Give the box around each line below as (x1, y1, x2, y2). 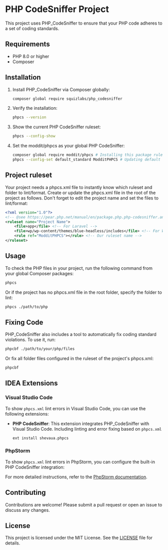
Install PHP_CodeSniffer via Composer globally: (12, 86, 110, 92)
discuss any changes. (5, 507, 50, 513)
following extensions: (5, 411, 49, 417)
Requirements (5, 40, 50, 49)
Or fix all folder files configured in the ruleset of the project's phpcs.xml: (5, 355, 154, 361)
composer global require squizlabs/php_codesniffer (12, 96, 122, 101)
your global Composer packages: (5, 270, 74, 276)
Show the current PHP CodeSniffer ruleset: (12, 124, 101, 130)
